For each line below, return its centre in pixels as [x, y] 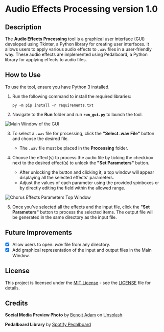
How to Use [23, 75]
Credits [17, 303]
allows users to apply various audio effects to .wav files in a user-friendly [78, 49]
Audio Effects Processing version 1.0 [82, 9]
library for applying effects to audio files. [46, 59]
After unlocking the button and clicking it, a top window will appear [87, 172]
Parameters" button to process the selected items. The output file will [83, 212]
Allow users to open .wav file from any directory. [61, 244]
